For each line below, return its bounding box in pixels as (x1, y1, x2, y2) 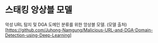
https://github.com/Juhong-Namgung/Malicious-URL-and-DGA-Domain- (6, 27, 153, 33)
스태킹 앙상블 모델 (5, 4, 72, 16)
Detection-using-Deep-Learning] (5, 32, 72, 38)
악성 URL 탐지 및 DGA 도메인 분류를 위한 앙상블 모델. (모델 (5, 21, 116, 27)
